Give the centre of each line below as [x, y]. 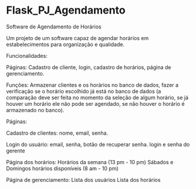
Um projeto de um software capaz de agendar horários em [78, 38]
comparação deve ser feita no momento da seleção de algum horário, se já [97, 97]
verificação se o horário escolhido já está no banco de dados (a [84, 91]
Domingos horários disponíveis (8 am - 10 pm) [63, 168]
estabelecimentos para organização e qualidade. [66, 44]
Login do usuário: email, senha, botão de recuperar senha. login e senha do [98, 144]
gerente [16, 151]
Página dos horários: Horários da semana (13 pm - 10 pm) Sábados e [90, 162]
